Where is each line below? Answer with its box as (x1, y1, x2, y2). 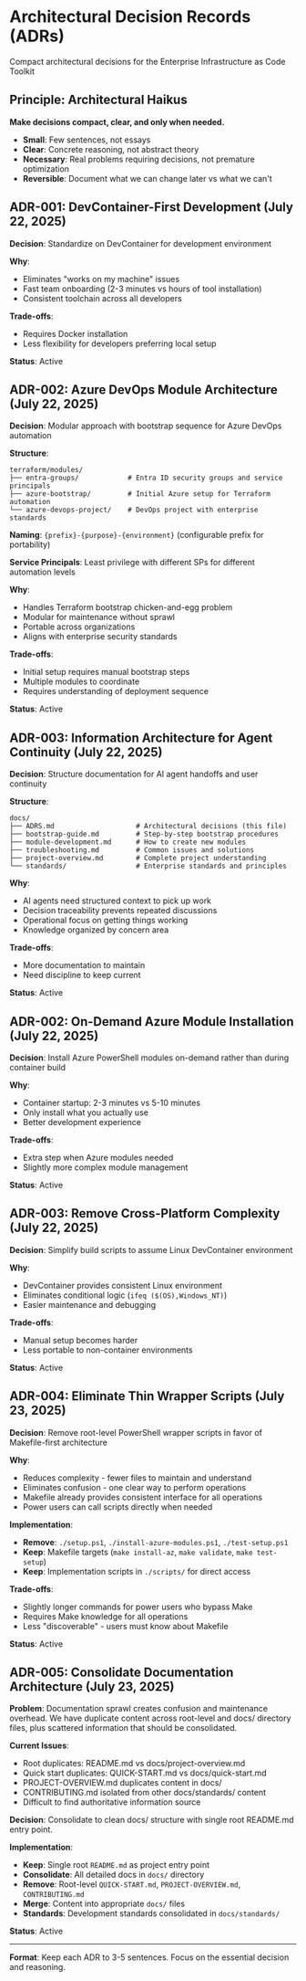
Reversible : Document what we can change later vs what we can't (22, 173, 273, 184)
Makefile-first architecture (9, 1437, 107, 1448)
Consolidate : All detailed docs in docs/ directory (22, 1870, 205, 1881)
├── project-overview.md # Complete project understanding (9, 854, 267, 863)
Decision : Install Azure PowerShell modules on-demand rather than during (9, 1052, 290, 1063)
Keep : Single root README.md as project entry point (22, 1860, 210, 1870)
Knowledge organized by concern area (22, 924, 169, 935)
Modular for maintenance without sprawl (22, 612, 176, 623)
